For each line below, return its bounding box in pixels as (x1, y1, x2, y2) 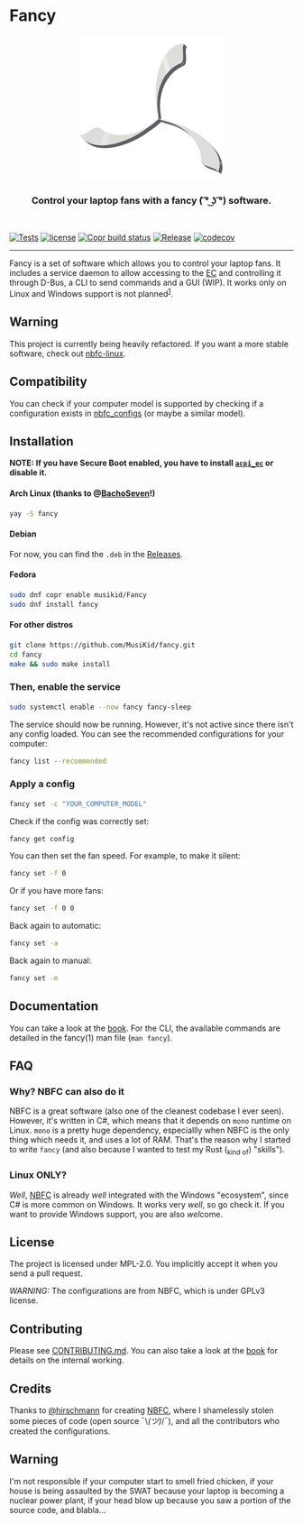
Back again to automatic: (9, 921, 102, 932)
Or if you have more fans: (9, 886, 104, 896)
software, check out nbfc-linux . (9, 348, 126, 359)
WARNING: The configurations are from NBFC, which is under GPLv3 (9, 1286, 265, 1297)
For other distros (9, 620, 74, 630)
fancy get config (9, 834, 75, 843)
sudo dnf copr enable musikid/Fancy (9, 590, 147, 600)
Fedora (9, 569, 37, 580)
